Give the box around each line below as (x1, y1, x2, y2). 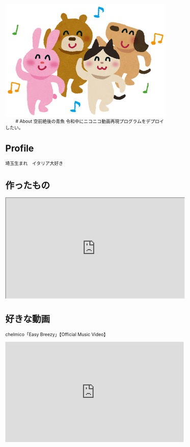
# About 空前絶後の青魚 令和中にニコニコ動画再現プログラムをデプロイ (15, 118, 164, 124)
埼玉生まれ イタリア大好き (5, 160, 64, 166)
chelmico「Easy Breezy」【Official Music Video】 (5, 331, 108, 337)
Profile (5, 143, 34, 154)
